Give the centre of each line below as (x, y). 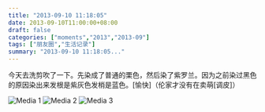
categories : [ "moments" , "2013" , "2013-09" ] (79, 37)
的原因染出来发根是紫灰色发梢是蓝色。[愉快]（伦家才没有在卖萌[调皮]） (124, 85)
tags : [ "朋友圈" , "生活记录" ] (52, 45)
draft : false (30, 30)
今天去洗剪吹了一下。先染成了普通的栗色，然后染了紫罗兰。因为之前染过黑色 (132, 75)
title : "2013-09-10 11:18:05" (58, 15)
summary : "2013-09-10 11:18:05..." (67, 52)
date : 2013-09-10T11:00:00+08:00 (63, 23)
